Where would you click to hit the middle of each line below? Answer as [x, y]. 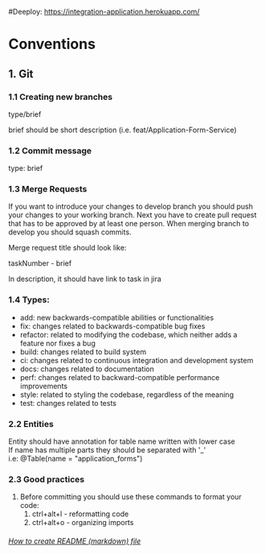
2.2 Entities [31, 424]
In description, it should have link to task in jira [85, 279]
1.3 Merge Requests [48, 189]
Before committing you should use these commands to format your [131, 497]
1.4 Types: [29, 300]
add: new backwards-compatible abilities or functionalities [117, 317]
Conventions [52, 44]
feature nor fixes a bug [58, 343]
